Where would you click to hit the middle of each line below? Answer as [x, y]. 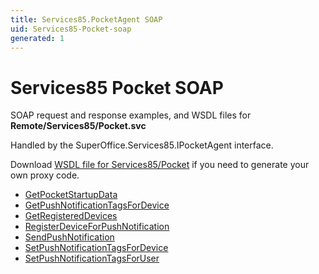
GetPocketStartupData [71, 195]
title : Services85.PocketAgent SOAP [86, 19]
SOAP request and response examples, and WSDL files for [131, 115]
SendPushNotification [69, 237]
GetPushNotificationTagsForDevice [97, 205]
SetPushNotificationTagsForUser [92, 258]
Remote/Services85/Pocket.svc [78, 126]
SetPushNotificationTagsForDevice [96, 248]
